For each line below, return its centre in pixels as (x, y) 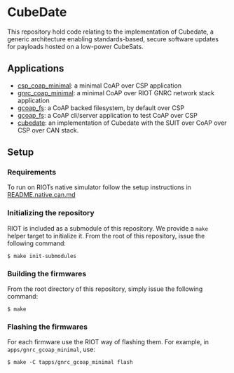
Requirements (32, 172)
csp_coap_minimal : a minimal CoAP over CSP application (99, 86)
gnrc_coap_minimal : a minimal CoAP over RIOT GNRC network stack (116, 93)
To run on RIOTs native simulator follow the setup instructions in (99, 187)
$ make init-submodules (42, 256)
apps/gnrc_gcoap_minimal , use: (51, 350)
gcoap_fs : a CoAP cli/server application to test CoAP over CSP (107, 115)
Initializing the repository (51, 213)
